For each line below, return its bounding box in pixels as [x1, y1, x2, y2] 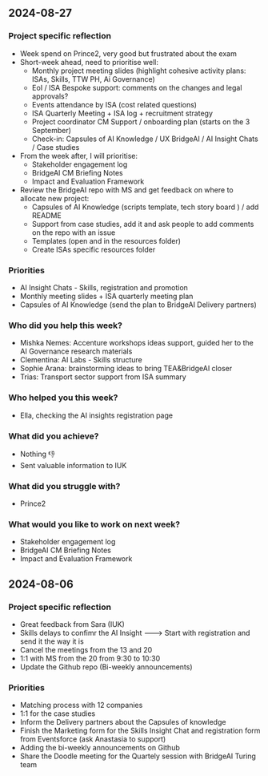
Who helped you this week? [8, 392, 118, 403]
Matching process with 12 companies [19, 701, 143, 710]
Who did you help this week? [8, 320, 122, 331]
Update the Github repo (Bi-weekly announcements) [19, 662, 194, 672]
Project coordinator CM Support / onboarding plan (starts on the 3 [31, 116, 250, 127]
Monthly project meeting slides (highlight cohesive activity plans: [31, 66, 246, 75]
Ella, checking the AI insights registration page [19, 410, 174, 420]
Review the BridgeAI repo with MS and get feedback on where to [19, 184, 234, 195]
